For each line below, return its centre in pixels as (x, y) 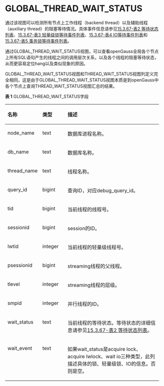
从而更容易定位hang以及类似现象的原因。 (46, 63)
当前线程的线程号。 (90, 209)
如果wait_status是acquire (96, 349)
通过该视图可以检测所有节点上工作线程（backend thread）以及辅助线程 (76, 22)
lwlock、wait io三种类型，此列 (121, 356)
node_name (21, 133)
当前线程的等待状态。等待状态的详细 (109, 323)
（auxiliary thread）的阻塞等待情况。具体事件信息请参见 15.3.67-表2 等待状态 (82, 29)
